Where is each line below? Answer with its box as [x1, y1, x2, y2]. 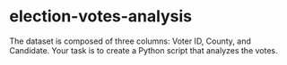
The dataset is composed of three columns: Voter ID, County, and [9, 36, 251, 46]
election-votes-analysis [9, 6, 193, 27]
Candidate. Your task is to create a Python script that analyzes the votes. [9, 45, 278, 55]
